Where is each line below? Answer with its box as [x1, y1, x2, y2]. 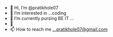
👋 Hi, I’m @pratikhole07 [9, 5, 58, 10]
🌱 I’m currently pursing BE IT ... [9, 15, 74, 21]
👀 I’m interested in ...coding [9, 10, 66, 16]
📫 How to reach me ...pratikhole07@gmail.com [9, 26, 108, 32]
